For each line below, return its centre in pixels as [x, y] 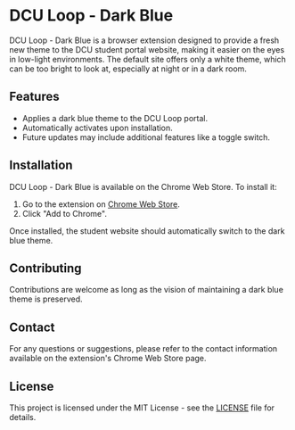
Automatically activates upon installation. [98, 128]
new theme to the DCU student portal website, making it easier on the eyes [147, 49]
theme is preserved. [46, 299]
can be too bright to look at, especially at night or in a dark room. [128, 69]
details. [23, 417]
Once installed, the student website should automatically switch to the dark [147, 231]
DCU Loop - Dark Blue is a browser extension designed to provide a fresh [144, 40]
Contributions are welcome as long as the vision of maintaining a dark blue [146, 290]
